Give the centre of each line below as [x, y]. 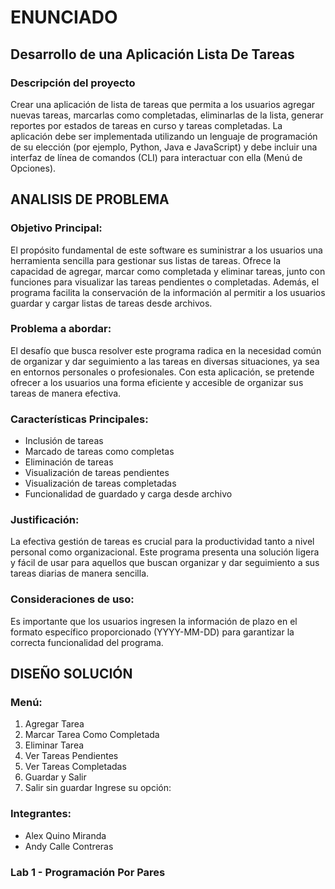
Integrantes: [41, 814]
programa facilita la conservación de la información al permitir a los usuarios [168, 292]
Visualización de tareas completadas [100, 483]
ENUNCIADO [64, 17]
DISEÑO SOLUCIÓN [71, 674]
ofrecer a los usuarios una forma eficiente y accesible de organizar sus [157, 382]
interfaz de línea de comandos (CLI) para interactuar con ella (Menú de [156, 157]
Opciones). [33, 168]
